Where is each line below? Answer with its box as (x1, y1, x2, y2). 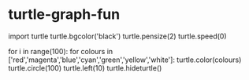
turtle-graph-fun (8, 5, 121, 24)
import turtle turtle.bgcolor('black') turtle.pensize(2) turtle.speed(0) (8, 31, 227, 41)
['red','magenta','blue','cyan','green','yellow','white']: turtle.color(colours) (8, 55, 242, 64)
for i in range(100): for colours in (8, 46, 113, 56)
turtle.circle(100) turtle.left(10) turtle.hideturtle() (8, 63, 162, 72)
